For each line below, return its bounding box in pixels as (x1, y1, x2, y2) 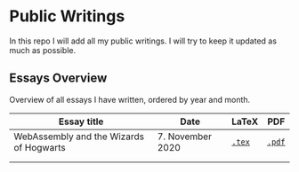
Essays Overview (9, 71, 108, 86)
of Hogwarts (13, 141, 66, 153)
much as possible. (9, 44, 77, 55)
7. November (157, 130, 212, 143)
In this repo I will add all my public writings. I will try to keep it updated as (9, 35, 278, 46)
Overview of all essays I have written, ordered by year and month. (9, 94, 251, 105)
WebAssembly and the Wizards (13, 130, 145, 143)
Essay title (58, 115, 104, 128)
